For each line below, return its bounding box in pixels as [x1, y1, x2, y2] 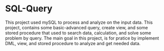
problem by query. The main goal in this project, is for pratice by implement [5, 35, 159, 41]
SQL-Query [5, 3, 53, 14]
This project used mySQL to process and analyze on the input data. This [5, 19, 153, 25]
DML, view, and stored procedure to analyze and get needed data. [5, 40, 141, 46]
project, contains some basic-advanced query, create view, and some [5, 24, 148, 30]
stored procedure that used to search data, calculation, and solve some [5, 30, 152, 36]
